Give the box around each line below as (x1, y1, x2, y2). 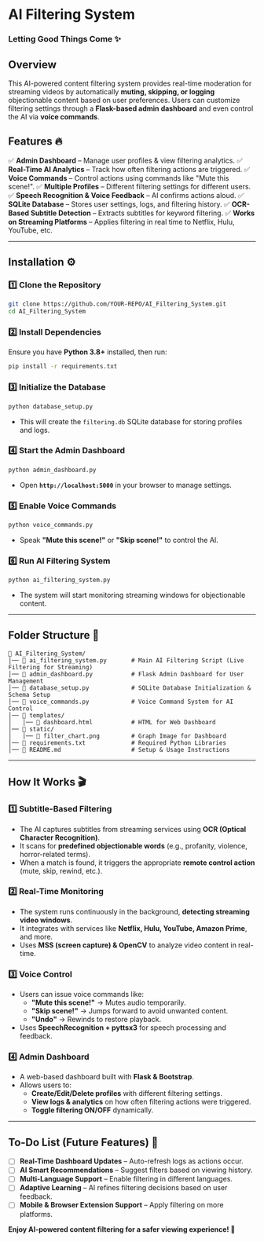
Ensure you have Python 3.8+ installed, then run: (8, 347, 167, 357)
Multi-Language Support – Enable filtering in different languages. (19, 1174, 233, 1184)
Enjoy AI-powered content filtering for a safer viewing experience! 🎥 (8, 1224, 236, 1234)
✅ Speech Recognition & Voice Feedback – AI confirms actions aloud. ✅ (8, 190, 244, 200)
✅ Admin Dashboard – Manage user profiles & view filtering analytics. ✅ (8, 156, 244, 165)
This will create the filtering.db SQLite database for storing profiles (19, 416, 243, 426)
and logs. (19, 425, 50, 434)
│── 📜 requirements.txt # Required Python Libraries (8, 738, 226, 747)
